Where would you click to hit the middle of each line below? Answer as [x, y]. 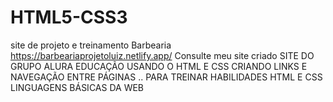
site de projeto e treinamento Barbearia [91, 45]
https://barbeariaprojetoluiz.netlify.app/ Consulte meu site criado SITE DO [162, 55]
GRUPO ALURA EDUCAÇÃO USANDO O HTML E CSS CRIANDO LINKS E [159, 66]
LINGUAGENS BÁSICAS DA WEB [77, 87]
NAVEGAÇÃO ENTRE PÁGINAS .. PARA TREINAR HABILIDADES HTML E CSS [166, 77]
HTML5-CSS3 [69, 17]
